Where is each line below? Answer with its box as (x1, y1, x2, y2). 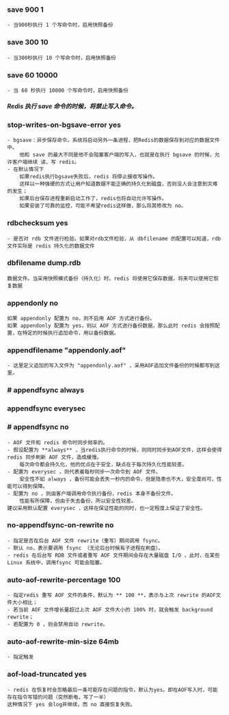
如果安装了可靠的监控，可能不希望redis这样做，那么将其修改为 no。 (19, 202, 187, 210)
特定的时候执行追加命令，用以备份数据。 (22, 330, 120, 337)
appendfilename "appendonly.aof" (7, 346, 126, 355)
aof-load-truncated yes (7, 670, 87, 679)
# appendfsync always (7, 385, 84, 395)
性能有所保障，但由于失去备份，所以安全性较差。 (19, 497, 137, 505)
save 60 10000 (7, 70, 58, 80)
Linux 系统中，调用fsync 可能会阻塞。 (7, 559, 105, 566)
